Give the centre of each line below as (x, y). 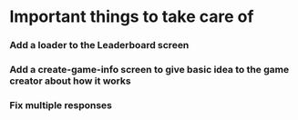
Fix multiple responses (61, 105)
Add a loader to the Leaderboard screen (99, 45)
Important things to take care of (132, 17)
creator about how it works (70, 81)
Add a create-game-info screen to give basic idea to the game (149, 70)
